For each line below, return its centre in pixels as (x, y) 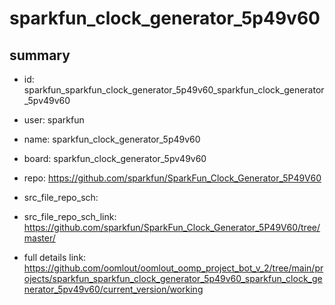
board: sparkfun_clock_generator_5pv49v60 (115, 158)
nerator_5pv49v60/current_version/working (113, 289)
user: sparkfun (54, 120)
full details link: (55, 257)
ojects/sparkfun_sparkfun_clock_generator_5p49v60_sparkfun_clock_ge (173, 278)
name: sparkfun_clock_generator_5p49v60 (112, 139)
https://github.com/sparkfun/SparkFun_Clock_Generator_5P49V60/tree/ (172, 227)
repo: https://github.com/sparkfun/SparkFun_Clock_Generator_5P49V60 (172, 178)
